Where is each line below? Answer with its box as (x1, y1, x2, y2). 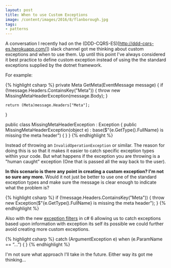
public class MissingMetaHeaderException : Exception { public (5, 121, 137, 128)
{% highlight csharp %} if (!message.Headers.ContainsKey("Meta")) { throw (5, 194, 165, 201)
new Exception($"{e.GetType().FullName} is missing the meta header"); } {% (5, 200, 166, 206)
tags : (5, 21, 17, 27)
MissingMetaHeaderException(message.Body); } (5, 93, 108, 99)
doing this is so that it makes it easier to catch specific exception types (5, 148, 155, 154)
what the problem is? (5, 185, 50, 191)
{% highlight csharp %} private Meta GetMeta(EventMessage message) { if (5, 82, 163, 88)
